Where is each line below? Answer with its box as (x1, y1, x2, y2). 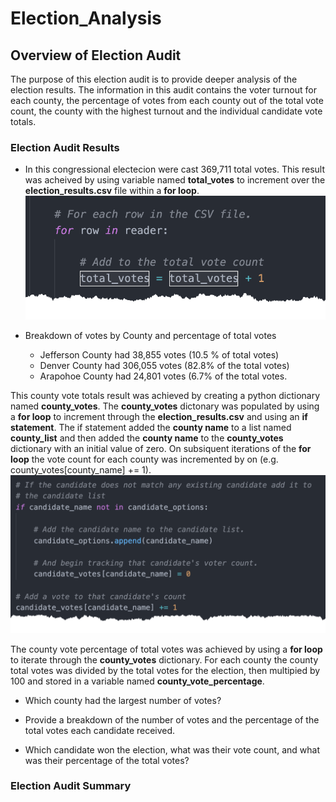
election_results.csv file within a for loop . (24, 185, 200, 197)
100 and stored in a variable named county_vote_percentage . (10, 675, 265, 687)
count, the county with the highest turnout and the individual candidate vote (10, 105, 323, 117)
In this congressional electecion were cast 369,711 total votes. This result (24, 163, 325, 176)
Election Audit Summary (10, 779, 132, 793)
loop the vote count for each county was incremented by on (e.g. (10, 453, 279, 465)
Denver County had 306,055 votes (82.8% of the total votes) (39, 359, 290, 371)
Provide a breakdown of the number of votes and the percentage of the (24, 713, 320, 726)
